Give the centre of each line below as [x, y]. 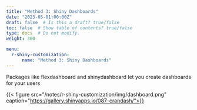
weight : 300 [21, 39]
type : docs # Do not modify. [43, 33]
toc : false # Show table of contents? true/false [69, 28]
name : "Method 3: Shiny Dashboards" [66, 60]
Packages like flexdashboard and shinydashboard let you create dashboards [99, 77]
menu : [13, 49]
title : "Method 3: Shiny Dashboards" [52, 11]
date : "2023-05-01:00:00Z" [39, 17]
